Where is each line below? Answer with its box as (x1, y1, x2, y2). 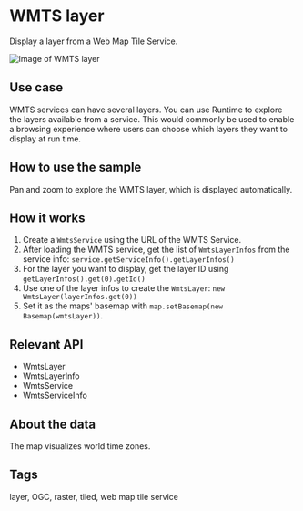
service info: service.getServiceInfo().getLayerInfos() (22, 254, 235, 265)
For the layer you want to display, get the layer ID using (22, 264, 229, 275)
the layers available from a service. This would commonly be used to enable (9, 113, 295, 124)
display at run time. (9, 133, 82, 144)
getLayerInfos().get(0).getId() (22, 275, 146, 284)
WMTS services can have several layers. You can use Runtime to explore (9, 104, 283, 115)
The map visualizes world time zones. (9, 441, 151, 452)
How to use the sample (9, 160, 142, 175)
